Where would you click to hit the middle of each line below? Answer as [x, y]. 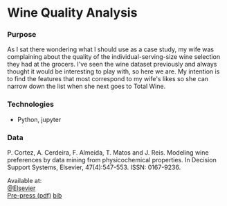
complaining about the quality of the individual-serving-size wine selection [113, 57]
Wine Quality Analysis [72, 13]
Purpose [22, 35]
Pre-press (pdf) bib [35, 196]
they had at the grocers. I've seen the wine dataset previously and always [112, 65]
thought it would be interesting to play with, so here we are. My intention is [113, 71]
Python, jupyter [39, 119]
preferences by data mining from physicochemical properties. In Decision [112, 160]
